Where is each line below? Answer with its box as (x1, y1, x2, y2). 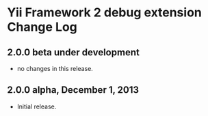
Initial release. (16, 102, 57, 111)
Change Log (7, 19, 77, 35)
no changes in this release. (16, 65, 94, 72)
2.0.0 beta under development (7, 46, 140, 58)
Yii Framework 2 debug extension (7, 5, 202, 20)
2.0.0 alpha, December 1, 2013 (7, 84, 139, 96)
